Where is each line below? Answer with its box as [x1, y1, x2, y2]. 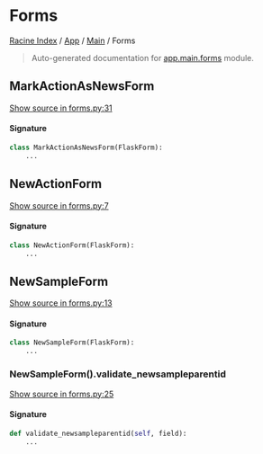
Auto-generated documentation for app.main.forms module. [31, 52, 255, 63]
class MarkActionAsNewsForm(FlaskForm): [9, 143, 164, 152]
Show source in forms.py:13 [9, 298, 113, 308]
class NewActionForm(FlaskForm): [9, 240, 135, 250]
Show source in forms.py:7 [9, 200, 110, 211]
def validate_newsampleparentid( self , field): [9, 429, 187, 438]
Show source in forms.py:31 [9, 102, 113, 113]
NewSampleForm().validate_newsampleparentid [9, 368, 227, 380]
